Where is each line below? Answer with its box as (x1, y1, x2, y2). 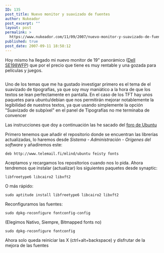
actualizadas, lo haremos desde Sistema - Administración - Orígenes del (5, 137, 151, 142)
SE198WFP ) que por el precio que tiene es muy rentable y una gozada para (5, 62, 156, 68)
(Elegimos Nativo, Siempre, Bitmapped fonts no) (5, 219, 102, 225)
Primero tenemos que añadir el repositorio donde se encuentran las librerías (5, 131, 158, 137)
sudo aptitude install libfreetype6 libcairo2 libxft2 (5, 192, 119, 197)
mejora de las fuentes (5, 242, 49, 248)
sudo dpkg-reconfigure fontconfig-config (5, 210, 91, 215)
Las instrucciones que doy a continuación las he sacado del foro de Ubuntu (5, 122, 157, 128)
